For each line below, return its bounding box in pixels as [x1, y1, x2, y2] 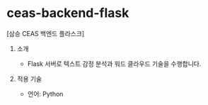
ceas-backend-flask [6, 5, 129, 21]
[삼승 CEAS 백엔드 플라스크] [6, 29, 85, 38]
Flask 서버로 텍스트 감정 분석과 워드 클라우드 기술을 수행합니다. [27, 59, 202, 68]
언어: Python [27, 89, 64, 98]
